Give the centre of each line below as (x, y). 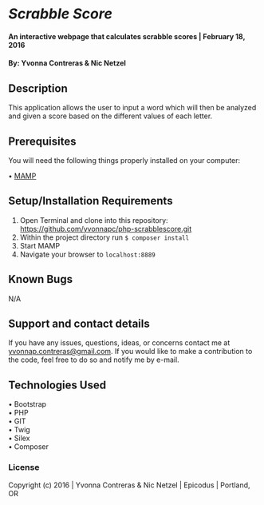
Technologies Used (57, 385)
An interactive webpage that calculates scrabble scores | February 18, (127, 36)
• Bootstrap (27, 404)
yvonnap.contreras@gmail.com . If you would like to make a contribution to (130, 352)
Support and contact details (79, 324)
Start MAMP (40, 245)
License (24, 467)
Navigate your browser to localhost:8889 (87, 254)
